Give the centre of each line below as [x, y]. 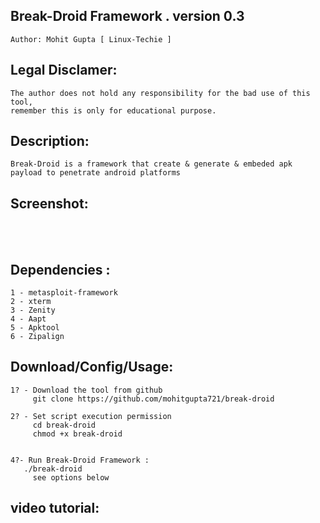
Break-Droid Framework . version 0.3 [127, 16]
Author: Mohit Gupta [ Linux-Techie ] [91, 39]
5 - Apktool [35, 328]
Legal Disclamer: [64, 70]
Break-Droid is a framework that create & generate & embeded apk [151, 164]
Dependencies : [60, 269]
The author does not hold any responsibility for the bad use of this [160, 93]
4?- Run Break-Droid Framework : [80, 460]
